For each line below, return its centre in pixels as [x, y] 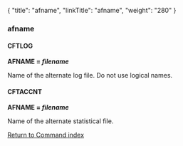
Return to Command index [46, 135]
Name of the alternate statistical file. [61, 121]
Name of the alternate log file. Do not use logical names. [90, 75]
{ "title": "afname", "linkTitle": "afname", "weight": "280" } [92, 10]
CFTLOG [20, 46]
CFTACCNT [25, 91]
